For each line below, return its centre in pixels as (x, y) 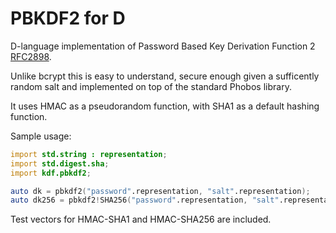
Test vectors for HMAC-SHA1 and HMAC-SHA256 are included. (141, 219)
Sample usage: (41, 136)
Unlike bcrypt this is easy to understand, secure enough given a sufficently (165, 76)
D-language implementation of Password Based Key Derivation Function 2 (163, 46)
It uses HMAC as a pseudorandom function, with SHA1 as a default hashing (165, 106)
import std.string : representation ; (89, 154)
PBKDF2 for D (68, 18)
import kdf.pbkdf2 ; (51, 173)
